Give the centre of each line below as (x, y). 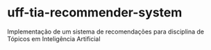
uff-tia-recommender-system (95, 13)
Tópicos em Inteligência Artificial (54, 38)
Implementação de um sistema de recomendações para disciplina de (106, 32)
